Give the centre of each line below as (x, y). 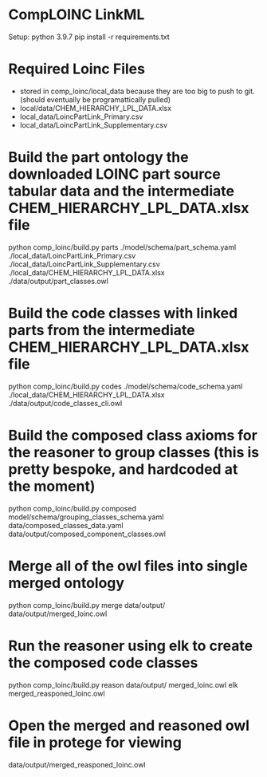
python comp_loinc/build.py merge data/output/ (87, 605)
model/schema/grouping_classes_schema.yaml (86, 517)
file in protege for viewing (95, 742)
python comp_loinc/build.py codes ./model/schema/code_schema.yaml (126, 386)
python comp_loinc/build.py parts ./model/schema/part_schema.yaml (122, 247)
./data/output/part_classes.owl (59, 281)
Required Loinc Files (77, 69)
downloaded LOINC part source (114, 174)
